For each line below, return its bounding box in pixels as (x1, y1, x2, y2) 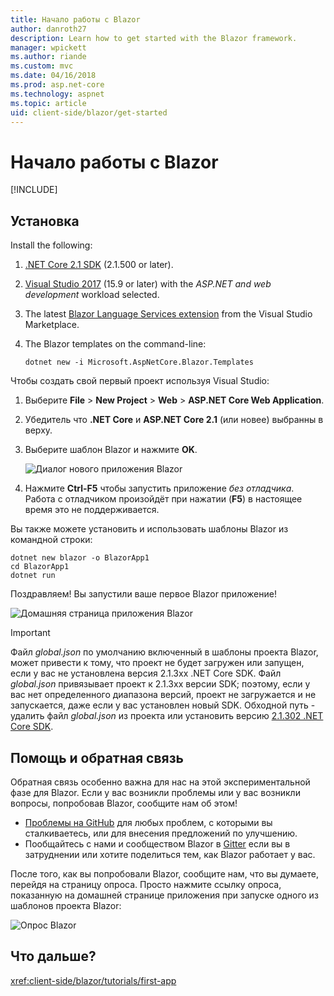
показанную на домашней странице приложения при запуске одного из (10, 889, 319, 901)
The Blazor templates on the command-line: (24, 338, 207, 350)
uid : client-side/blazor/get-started (10, 107, 168, 118)
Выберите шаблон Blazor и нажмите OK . (24, 444, 198, 456)
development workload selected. (24, 289, 160, 301)
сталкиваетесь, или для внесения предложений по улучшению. (24, 827, 298, 839)
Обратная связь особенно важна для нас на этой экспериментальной (10, 776, 311, 788)
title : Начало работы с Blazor (10, 14, 141, 25)
